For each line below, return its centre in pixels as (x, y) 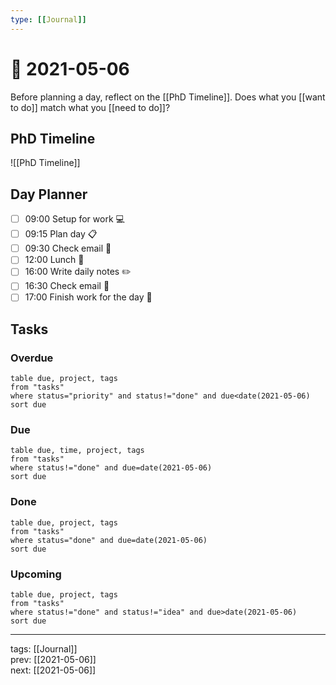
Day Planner (49, 194)
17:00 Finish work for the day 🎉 (88, 297)
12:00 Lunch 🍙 (54, 260)
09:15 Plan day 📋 (61, 234)
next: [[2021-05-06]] (53, 670)
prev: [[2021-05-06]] (53, 660)
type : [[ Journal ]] (48, 19)
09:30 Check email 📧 (68, 248)
